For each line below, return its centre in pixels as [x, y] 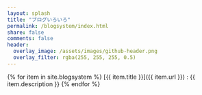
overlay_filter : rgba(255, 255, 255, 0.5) [75, 58]
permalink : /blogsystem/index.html [58, 26]
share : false [26, 32]
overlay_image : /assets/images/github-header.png [85, 52]
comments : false [30, 39]
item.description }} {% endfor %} [54, 84]
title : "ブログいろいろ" [39, 20]
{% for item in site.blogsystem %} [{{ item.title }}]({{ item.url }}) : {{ [101, 77]
